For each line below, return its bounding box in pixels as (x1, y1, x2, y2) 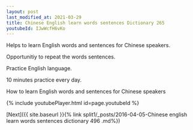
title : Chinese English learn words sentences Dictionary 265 (6, 20, 165, 26)
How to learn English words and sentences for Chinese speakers (6, 88, 166, 95)
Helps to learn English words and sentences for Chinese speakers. (6, 42, 171, 49)
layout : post (6, 8, 39, 15)
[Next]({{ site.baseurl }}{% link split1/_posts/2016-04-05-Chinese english (6, 111, 188, 118)
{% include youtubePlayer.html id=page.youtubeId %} (6, 100, 140, 107)
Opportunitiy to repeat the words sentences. (6, 53, 116, 60)
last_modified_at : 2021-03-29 (6, 14, 82, 20)
